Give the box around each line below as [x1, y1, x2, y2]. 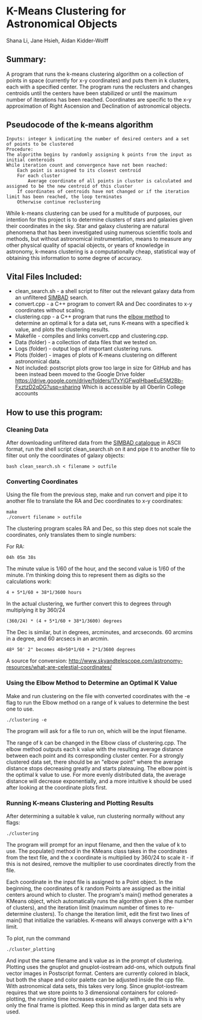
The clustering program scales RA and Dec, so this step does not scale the [6, 525, 191, 532]
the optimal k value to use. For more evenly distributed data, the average [6, 771, 186, 778]
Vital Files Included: [6, 271, 82, 282]
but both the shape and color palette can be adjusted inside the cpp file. [6, 976, 185, 983]
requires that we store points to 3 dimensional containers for [6, 989, 156, 996]
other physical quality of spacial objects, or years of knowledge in [6, 241, 170, 249]
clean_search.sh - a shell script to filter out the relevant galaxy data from [14, 288, 195, 295]
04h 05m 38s [6, 555, 36, 561]
